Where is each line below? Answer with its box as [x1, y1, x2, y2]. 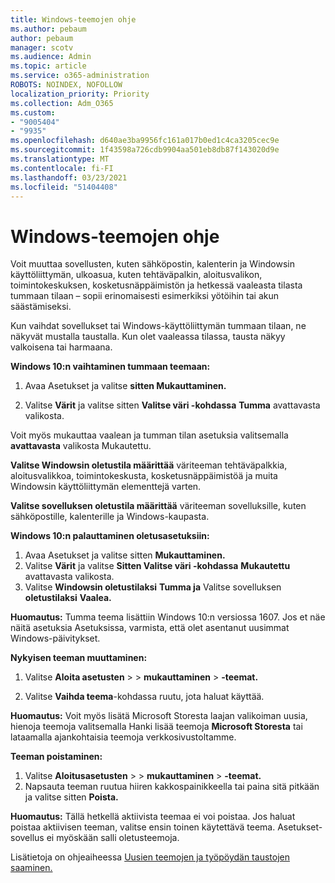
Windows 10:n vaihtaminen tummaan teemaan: [10, 361, 211, 373]
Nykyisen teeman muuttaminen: [10, 652, 148, 664]
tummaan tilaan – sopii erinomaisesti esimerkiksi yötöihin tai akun [10, 290, 279, 302]
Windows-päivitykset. [10, 632, 101, 645]
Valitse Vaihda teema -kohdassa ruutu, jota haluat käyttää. [24, 691, 265, 703]
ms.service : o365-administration [10, 71, 150, 81]
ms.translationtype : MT [10, 154, 110, 164]
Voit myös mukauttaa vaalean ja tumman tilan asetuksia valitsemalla [10, 429, 289, 441]
